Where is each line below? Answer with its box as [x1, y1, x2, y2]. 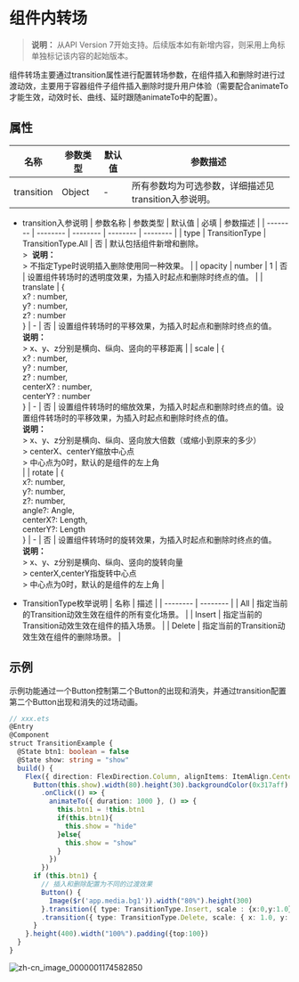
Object [61, 185, 90, 198]
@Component [9, 731, 50, 740]
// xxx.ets [9, 714, 50, 723]
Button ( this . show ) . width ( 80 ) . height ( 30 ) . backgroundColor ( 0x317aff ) [32, 781, 289, 790]
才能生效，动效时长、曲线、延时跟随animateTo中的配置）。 [9, 91, 222, 102]
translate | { [21, 282, 65, 292]
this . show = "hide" [65, 822, 138, 831]
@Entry [9, 723, 34, 732]
